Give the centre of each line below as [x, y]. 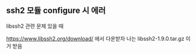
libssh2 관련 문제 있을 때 [35, 26]
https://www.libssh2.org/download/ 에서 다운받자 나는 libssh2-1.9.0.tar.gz [95, 38]
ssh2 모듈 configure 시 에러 [56, 11]
